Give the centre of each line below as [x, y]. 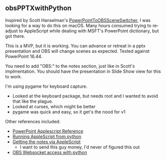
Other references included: [33, 121]
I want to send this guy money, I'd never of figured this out [80, 147]
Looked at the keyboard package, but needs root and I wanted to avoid [85, 96]
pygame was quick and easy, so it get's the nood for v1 [69, 112]
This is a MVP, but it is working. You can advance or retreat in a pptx [75, 46]
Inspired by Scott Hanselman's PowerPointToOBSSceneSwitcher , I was [78, 20]
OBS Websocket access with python [50, 152]
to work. [14, 76]
